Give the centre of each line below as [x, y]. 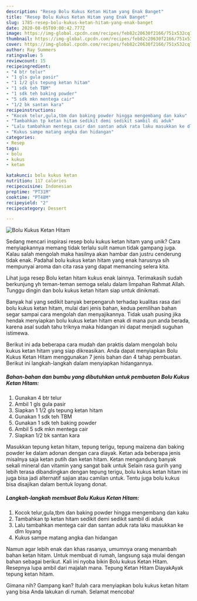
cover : [14, 45]
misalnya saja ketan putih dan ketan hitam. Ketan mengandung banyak [91, 459]
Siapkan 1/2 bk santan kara [47, 436]
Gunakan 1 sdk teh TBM [43, 417]
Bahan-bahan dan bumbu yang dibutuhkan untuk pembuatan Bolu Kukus [98, 377]
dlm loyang [28, 532]
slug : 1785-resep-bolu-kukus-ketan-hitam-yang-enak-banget [80, 22]
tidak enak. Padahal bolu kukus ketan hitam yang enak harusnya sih [88, 260]
